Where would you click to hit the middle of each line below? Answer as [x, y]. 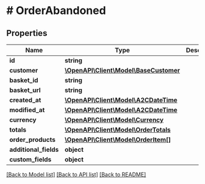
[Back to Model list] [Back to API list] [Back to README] [76, 175]
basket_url [25, 90]
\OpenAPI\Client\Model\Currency [114, 120]
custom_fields [31, 159]
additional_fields [34, 150]
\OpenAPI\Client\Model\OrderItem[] [118, 140]
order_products [33, 140]
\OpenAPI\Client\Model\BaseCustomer [123, 70]
